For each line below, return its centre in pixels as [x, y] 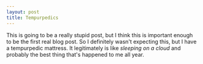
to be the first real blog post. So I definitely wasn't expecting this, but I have [102, 41]
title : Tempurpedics [33, 18]
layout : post [23, 12]
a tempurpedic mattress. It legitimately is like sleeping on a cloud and [94, 48]
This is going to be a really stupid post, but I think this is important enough [100, 35]
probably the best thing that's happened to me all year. [76, 54]
